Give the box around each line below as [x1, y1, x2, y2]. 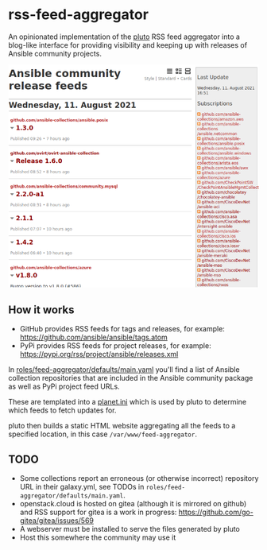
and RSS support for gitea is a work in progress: [19, 507, 177, 517]
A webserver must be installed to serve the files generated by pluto [19, 524, 241, 533]
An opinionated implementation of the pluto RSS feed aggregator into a [8, 32, 241, 41]
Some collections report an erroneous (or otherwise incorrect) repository [19, 473, 259, 482]
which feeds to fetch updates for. [8, 405, 117, 415]
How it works [8, 303, 75, 316]
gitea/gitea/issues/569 [19, 515, 94, 525]
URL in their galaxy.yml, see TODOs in [19, 482, 145, 491]
